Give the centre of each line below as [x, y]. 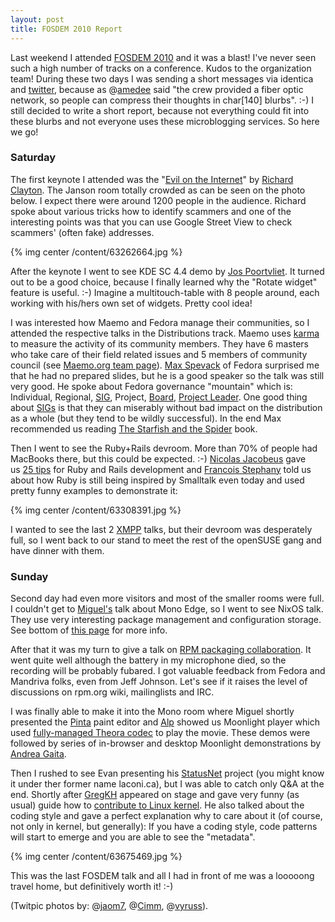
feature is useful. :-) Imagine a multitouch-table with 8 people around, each [165, 292]
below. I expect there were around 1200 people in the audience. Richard [158, 200]
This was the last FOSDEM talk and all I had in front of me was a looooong [162, 876]
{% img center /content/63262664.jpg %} [96, 252]
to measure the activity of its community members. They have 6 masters [159, 343]
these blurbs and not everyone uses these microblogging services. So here [165, 121]
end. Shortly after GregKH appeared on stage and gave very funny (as [155, 795]
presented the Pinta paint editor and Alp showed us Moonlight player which [165, 722]
